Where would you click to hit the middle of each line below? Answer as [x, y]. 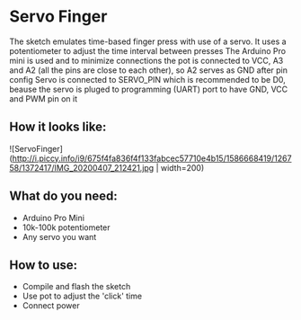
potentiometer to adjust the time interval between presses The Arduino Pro [147, 50]
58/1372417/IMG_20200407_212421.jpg [82, 167]
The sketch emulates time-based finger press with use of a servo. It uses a [148, 41]
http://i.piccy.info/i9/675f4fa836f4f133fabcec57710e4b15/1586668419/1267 [152, 158]
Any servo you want [59, 236]
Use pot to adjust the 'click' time [82, 296]
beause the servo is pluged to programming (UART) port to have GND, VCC [149, 89]
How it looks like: [58, 127]
